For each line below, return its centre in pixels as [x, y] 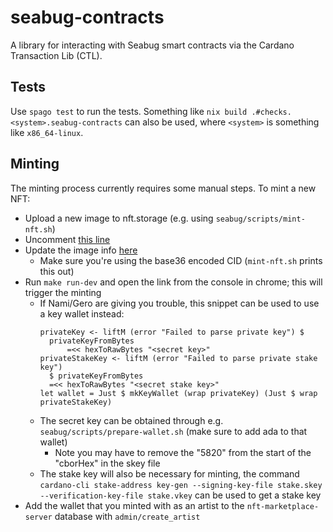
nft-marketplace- [283, 506]
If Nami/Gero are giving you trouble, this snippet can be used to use [179, 303]
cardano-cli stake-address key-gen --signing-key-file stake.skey [181, 485]
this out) [57, 271]
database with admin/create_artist [127, 516]
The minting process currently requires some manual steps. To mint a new [163, 188]
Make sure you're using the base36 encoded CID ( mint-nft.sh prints [181, 260]
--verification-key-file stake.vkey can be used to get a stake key [180, 495]
